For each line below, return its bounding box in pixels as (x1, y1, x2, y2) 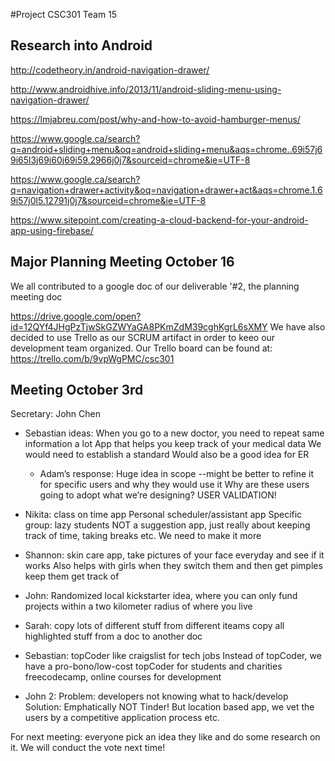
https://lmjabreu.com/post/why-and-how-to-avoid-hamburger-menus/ (10, 113, 301, 125)
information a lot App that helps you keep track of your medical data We (24, 438, 322, 450)
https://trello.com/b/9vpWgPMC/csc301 (10, 352, 175, 364)
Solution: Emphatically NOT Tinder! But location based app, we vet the (24, 701, 315, 713)
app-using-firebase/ (10, 224, 94, 236)
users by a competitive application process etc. (24, 712, 221, 724)
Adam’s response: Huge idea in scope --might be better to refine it (39, 468, 315, 480)
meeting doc (10, 290, 63, 303)
